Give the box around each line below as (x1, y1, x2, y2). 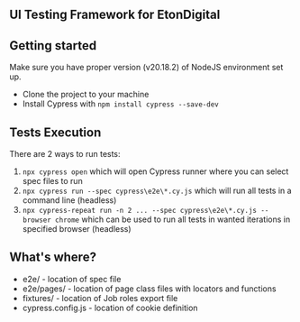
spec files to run (22, 176, 83, 187)
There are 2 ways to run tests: (9, 149, 121, 160)
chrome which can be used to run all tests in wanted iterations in (55, 214, 291, 225)
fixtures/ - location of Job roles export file (22, 292, 178, 303)
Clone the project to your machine (22, 89, 150, 100)
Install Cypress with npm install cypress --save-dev (22, 98, 219, 109)
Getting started (9, 38, 97, 53)
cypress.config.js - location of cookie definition (22, 302, 198, 313)
